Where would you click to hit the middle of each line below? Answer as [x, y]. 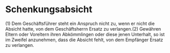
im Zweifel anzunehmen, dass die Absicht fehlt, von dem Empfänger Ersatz [84, 40]
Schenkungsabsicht [49, 9]
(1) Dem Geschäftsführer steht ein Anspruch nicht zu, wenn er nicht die [80, 23]
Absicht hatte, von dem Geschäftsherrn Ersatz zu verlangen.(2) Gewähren [83, 29]
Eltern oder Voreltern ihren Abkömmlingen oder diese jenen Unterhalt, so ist [85, 34]
